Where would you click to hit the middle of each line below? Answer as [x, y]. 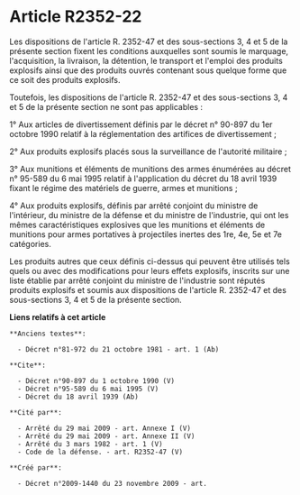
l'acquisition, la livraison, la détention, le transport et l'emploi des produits [146, 60]
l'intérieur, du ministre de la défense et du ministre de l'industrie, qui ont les [149, 215]
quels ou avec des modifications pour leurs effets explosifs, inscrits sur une [150, 270]
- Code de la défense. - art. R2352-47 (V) [100, 452]
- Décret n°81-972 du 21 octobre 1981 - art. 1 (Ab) [118, 349]
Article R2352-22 [76, 17]
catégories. [30, 243]
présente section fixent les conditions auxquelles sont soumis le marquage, [149, 50]
